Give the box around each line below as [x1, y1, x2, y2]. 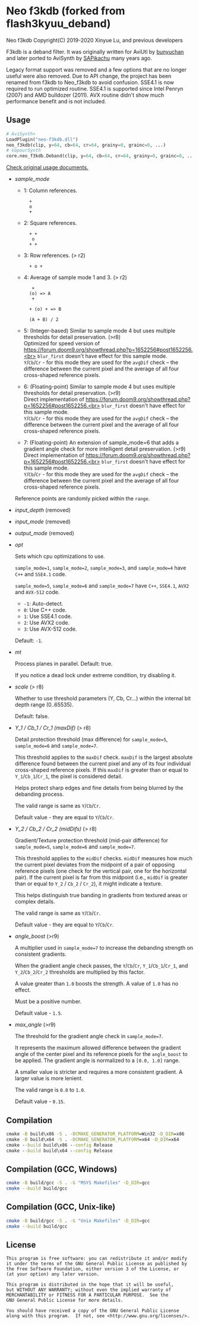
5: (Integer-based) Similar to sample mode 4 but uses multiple [23, 327, 176, 335]
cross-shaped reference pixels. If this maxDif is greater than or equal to [14, 767, 189, 774]
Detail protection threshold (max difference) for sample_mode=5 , [14, 736, 168, 743]
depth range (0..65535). [14, 701, 74, 708]
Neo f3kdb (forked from [6, 4, 125, 18]
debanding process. [14, 790, 64, 798]
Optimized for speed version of [23, 340, 100, 347]
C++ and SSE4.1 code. [14, 571, 67, 578]
